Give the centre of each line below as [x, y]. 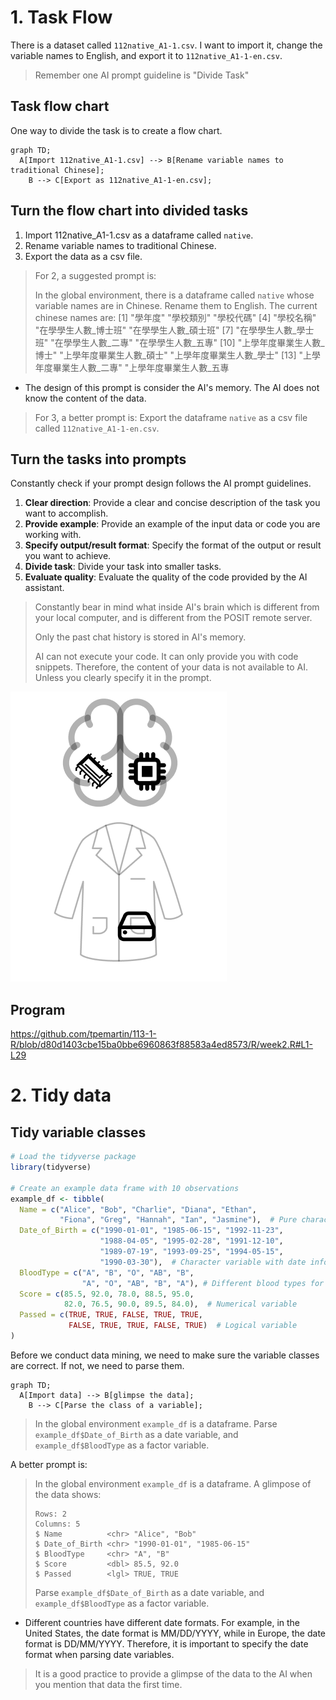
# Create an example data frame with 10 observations [125, 1188]
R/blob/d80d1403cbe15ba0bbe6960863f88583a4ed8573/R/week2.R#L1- [161, 1045]
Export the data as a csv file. [83, 256]
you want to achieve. [68, 556]
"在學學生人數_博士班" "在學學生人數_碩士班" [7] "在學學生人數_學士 [174, 330]
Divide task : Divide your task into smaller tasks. [123, 567]
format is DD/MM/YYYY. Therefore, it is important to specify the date [166, 1643]
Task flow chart [60, 106]
